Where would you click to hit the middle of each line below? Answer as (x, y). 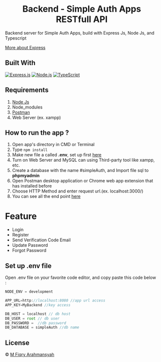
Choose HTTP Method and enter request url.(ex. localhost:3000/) (78, 191)
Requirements (27, 90)
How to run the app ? (37, 133)
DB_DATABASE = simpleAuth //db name (42, 328)
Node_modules (27, 107)
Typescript (16, 38)
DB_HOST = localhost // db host (38, 314)
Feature (21, 216)
